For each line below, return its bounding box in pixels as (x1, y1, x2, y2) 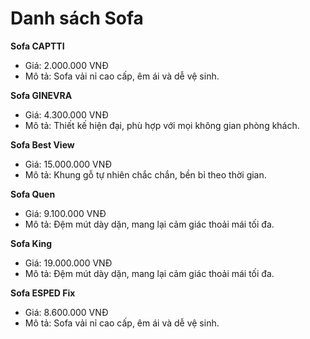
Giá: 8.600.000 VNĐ (24, 306, 109, 318)
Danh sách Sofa (10, 7, 144, 30)
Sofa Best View (10, 138, 75, 151)
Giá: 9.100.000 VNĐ (24, 207, 107, 219)
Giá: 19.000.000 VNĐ (24, 257, 113, 269)
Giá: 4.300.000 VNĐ (24, 108, 109, 121)
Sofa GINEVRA (10, 89, 73, 101)
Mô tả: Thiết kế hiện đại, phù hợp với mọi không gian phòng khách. (24, 119, 300, 131)
